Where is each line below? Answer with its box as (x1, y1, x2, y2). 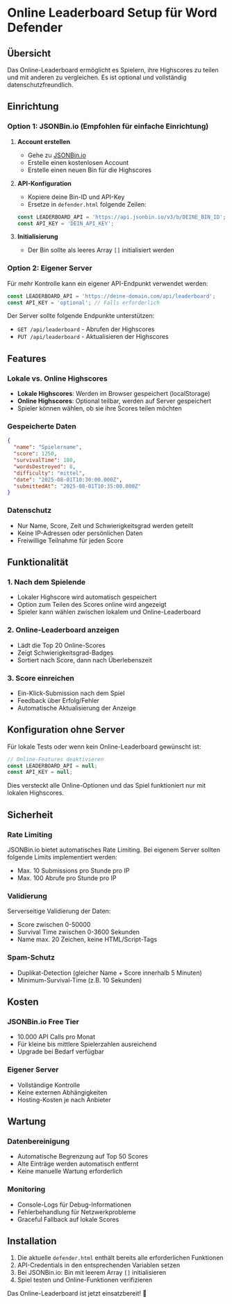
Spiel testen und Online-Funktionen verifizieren (17, 1275, 153, 1285)
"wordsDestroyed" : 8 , (13, 463, 76, 470)
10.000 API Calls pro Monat (17, 1033, 96, 1041)
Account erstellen (17, 137, 71, 145)
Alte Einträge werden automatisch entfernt (17, 1160, 139, 1168)
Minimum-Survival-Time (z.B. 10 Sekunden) (17, 976, 142, 984)
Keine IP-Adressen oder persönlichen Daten (17, 529, 143, 537)
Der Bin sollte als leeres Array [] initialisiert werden (27, 246, 175, 255)
